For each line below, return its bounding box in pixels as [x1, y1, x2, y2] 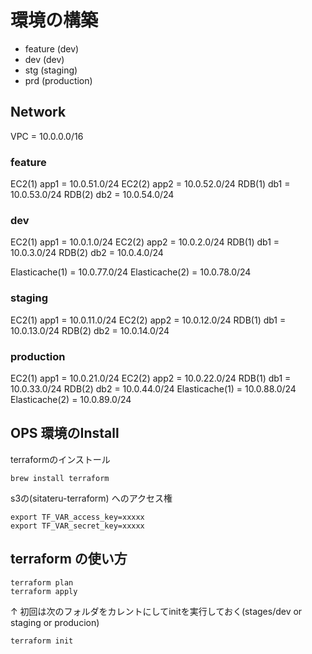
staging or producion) [10, 616, 100, 628]
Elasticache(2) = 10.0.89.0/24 [10, 393, 132, 405]
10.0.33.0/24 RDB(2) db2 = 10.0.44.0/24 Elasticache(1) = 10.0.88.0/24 [10, 382, 297, 395]
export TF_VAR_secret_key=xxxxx [10, 521, 145, 531]
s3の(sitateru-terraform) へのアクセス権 [10, 492, 173, 504]
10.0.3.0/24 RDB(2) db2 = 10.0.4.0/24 [10, 247, 164, 259]
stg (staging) [24, 64, 78, 76]
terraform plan [10, 577, 74, 588]
